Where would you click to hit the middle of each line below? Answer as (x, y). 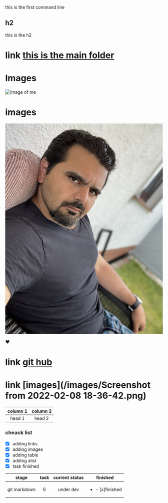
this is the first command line (35, 7)
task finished (25, 466)
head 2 (41, 418)
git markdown (21, 489)
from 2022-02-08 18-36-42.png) (76, 396)
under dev (68, 489)
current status (68, 477)
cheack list (19, 433)
